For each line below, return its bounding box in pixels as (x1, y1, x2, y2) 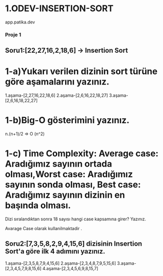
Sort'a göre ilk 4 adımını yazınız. (5, 247, 105, 255)
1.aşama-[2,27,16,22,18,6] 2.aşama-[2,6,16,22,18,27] (5, 92, 108, 98)
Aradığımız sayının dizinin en (5, 190, 125, 201)
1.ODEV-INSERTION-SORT (5, 3, 114, 14)
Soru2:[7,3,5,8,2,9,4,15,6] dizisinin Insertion (5, 240, 142, 248)
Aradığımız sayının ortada (5, 158, 113, 170)
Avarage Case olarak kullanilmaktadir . (5, 226, 82, 232)
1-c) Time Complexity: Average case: (5, 148, 159, 159)
